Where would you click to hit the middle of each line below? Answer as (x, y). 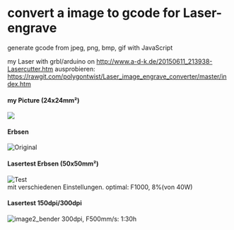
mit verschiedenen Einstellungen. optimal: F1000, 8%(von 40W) (100, 187)
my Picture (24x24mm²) (43, 100)
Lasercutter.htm (30, 69)
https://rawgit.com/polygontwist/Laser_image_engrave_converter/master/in (117, 76)
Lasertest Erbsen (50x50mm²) (53, 163)
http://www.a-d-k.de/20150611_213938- (154, 61)
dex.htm (19, 84)
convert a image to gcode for (94, 13)
